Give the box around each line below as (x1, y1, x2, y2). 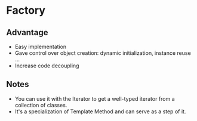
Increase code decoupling (14, 62, 79, 69)
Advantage (6, 27, 49, 38)
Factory (6, 4, 46, 17)
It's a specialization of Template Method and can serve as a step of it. (14, 108, 186, 115)
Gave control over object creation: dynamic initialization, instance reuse (14, 49, 191, 57)
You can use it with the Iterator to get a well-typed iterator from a (14, 95, 175, 102)
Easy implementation (14, 43, 67, 50)
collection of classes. (14, 101, 67, 108)
